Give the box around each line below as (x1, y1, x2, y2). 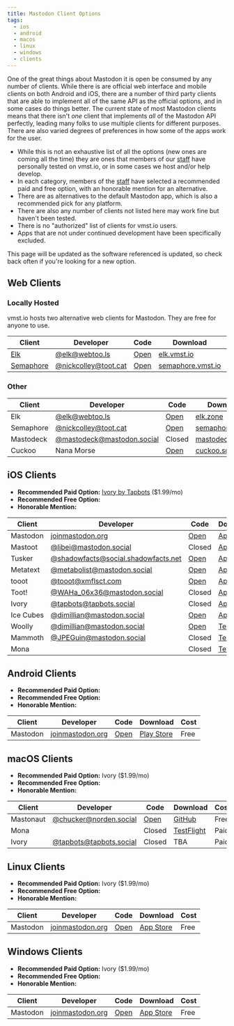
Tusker (10, 553, 33, 563)
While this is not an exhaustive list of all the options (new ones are (17, 147, 207, 155)
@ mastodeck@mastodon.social (55, 434, 159, 444)
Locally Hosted (7, 298, 59, 308)
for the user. (7, 134, 42, 142)
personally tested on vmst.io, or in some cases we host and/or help (17, 162, 210, 171)
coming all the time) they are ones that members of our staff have (17, 155, 206, 163)
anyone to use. (7, 321, 50, 329)
